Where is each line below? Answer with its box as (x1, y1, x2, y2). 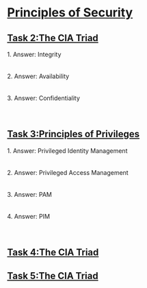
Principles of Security (7, 5, 133, 21)
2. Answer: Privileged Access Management (7, 168, 129, 176)
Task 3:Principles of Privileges (7, 128, 140, 140)
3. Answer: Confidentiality (7, 94, 81, 102)
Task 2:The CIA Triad (7, 32, 99, 44)
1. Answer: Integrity (7, 50, 62, 58)
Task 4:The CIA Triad (7, 247, 99, 259)
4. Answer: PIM (7, 212, 50, 220)
